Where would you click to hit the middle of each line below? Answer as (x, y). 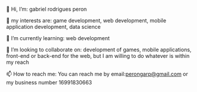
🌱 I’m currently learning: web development (58, 38)
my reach (18, 62)
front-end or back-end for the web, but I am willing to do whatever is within (98, 56)
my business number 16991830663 (49, 82)
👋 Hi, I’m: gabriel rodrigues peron (47, 9)
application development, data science (53, 27)
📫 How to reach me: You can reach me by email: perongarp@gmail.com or (97, 74)
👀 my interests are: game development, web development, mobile (86, 20)
